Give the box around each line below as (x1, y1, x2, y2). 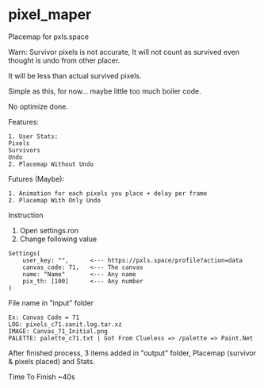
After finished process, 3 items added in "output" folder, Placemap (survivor (8, 348, 257, 358)
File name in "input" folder (8, 298, 94, 307)
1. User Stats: (8, 133, 59, 140)
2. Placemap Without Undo (8, 160, 94, 168)
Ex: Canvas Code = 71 (8, 313, 80, 321)
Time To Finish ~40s (8, 371, 75, 382)
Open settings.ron (19, 225, 79, 235)
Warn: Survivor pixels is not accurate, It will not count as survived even (8, 47, 240, 56)
